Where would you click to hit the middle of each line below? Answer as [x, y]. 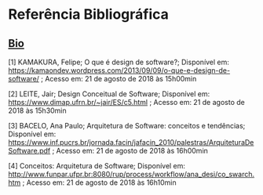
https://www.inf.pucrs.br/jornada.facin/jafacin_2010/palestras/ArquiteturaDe [131, 142]
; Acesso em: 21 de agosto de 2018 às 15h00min [119, 79]
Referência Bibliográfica [88, 14]
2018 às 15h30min [37, 110]
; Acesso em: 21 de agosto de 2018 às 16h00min [130, 151]
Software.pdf [29, 151]
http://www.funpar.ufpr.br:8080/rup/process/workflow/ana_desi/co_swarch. [131, 174]
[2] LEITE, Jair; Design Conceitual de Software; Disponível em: [109, 94]
